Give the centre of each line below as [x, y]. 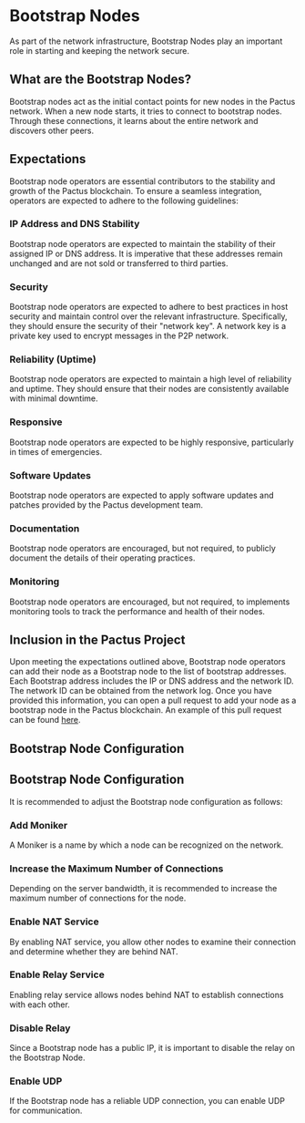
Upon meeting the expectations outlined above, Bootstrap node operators [147, 662]
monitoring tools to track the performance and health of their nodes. [137, 611]
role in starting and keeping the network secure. [99, 50]
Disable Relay [40, 1028]
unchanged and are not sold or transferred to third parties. [119, 263]
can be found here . [45, 720]
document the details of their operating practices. [102, 558]
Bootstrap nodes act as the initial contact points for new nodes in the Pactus [152, 101]
